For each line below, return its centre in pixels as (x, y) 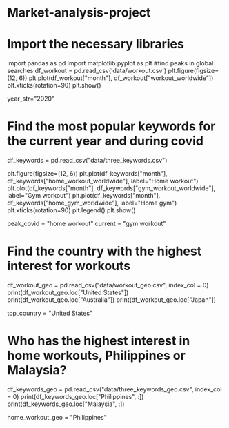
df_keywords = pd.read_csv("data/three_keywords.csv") (87, 161)
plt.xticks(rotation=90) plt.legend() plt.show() (71, 210)
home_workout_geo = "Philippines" (57, 417)
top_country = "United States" (50, 313)
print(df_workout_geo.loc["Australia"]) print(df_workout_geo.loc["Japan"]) (111, 300)
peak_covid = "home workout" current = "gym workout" (87, 224)
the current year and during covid (105, 141)
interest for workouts (69, 266)
